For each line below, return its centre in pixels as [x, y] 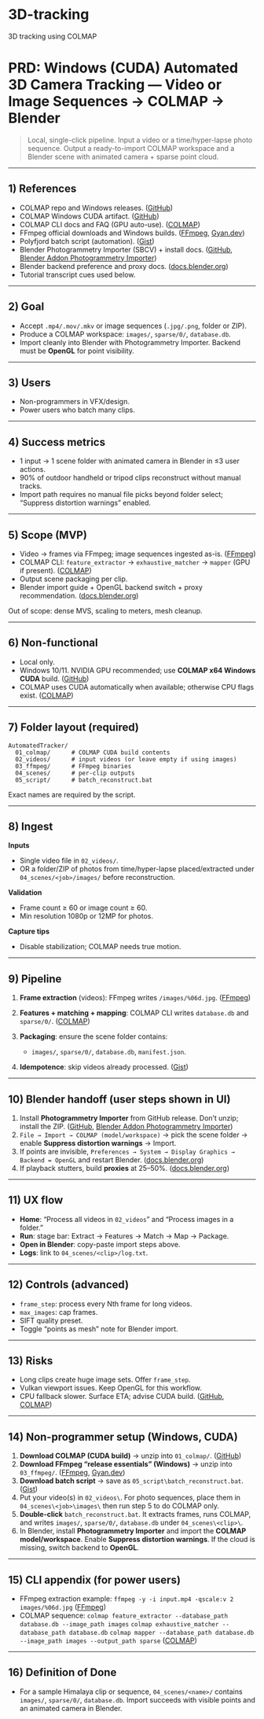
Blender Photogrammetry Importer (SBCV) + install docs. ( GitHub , [126, 249]
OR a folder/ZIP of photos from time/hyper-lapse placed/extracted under [137, 869]
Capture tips [29, 931]
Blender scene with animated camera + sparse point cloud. [123, 156]
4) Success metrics [57, 442]
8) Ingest [31, 826]
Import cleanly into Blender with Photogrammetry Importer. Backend [130, 342]
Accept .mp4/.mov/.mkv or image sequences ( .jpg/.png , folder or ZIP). [133, 326]
